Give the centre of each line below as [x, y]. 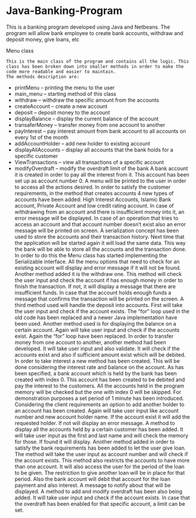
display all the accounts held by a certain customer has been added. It [99, 429]
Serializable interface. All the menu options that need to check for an [97, 261]
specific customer [36, 156]
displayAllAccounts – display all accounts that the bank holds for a [94, 150]
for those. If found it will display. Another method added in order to [94, 441]
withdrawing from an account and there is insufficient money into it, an [99, 212]
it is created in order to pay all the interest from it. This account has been [102, 174]
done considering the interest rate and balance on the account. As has [99, 367]
